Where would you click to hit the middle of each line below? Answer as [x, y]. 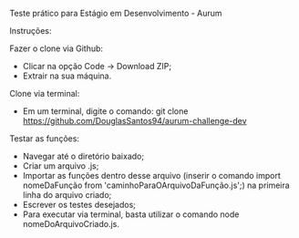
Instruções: [31, 31]
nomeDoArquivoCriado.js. [71, 224]
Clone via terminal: [45, 93]
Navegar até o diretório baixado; [83, 156]
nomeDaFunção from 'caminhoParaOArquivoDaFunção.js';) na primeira [156, 185]
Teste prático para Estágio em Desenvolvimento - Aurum [116, 13]
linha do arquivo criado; [67, 195]
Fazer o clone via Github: [56, 48]
